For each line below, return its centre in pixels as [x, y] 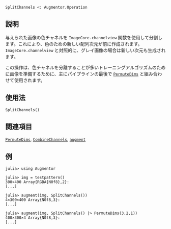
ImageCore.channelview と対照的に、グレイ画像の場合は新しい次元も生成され [85, 50]
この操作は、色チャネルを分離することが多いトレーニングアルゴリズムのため [85, 67]
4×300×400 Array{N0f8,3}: [33, 200]
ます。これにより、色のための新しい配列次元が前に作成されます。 [74, 44]
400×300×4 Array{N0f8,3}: [33, 218]
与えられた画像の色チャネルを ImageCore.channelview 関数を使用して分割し [84, 37]
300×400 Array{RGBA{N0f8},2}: [37, 182]
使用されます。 [30, 80]
